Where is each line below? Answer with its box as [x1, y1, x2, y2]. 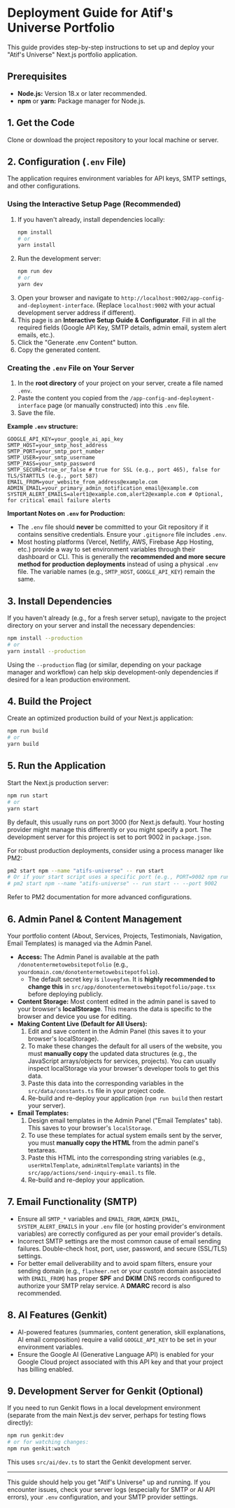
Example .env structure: [7, 422, 78, 431]
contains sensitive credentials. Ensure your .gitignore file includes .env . [17, 530, 227, 539]
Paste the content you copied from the [17, 394, 129, 402]
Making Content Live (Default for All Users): [17, 1020, 148, 1028]
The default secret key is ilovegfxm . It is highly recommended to [27, 975, 215, 983]
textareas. [27, 1146, 57, 1154]
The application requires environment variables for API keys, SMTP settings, [7, 174, 227, 183]
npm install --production [7, 635, 83, 642]
